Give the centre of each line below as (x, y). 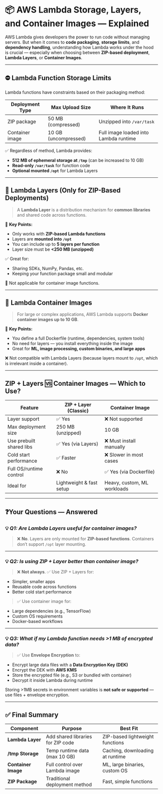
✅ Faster (66, 458)
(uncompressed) (67, 138)
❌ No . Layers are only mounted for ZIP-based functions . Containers (85, 538)
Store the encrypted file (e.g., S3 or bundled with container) (72, 675)
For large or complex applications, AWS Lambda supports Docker (82, 314)
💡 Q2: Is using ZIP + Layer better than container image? (72, 561)
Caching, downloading (128, 751)
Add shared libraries (69, 737)
